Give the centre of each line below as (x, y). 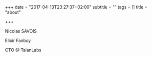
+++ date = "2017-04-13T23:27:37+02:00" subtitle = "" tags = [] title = (76, 7)
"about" (13, 12)
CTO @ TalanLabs (23, 50)
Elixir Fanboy (18, 40)
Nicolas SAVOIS (21, 31)
